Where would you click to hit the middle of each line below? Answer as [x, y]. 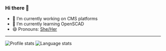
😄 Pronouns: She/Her [35, 29]
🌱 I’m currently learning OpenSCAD [48, 24]
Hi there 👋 [17, 8]
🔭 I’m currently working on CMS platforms [55, 19]
